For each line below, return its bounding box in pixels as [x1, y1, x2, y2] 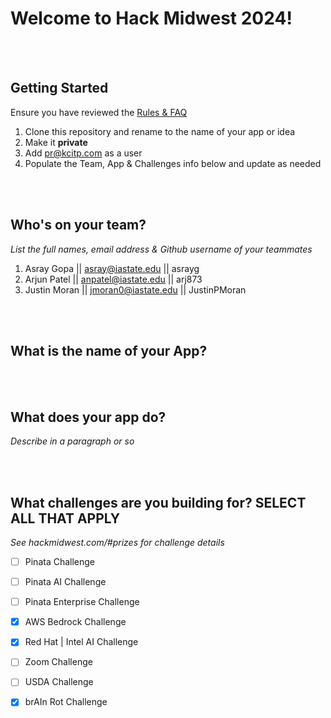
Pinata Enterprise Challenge [24, 596, 140, 608]
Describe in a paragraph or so [10, 435, 135, 447]
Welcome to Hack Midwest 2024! [10, 7, 293, 30]
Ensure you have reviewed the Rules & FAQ [10, 106, 188, 118]
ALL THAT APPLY [10, 510, 121, 527]
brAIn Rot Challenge [24, 696, 108, 708]
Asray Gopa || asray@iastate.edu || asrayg [24, 262, 200, 274]
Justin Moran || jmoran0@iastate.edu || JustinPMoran [24, 283, 247, 296]
